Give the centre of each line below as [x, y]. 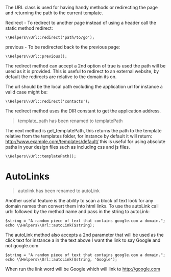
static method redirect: [29, 28]
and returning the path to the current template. [54, 13]
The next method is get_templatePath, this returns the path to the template [83, 131]
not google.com [22, 245]
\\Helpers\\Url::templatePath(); [41, 156]
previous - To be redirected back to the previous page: [63, 47]
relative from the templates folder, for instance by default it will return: [79, 136]
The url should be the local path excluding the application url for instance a [84, 87]
